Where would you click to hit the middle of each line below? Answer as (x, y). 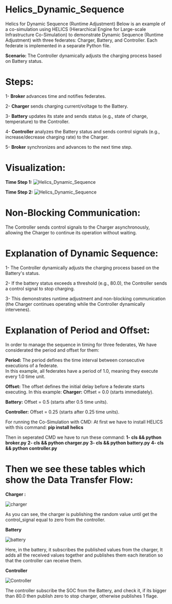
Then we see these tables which (75, 469)
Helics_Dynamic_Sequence (65, 10)
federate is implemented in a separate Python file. (58, 45)
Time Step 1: (19, 182)
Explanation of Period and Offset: (78, 330)
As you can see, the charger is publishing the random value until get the (81, 514)
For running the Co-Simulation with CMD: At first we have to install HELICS (84, 422)
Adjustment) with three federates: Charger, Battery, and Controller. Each (81, 40)
